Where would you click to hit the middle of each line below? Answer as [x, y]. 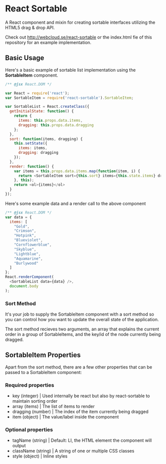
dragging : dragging [38, 153]
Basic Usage [25, 58]
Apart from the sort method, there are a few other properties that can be [79, 367]
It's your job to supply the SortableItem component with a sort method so [80, 314]
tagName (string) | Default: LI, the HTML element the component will [82, 440]
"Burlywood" [26, 263]
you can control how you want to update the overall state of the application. [82, 319]
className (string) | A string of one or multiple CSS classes [73, 451]
